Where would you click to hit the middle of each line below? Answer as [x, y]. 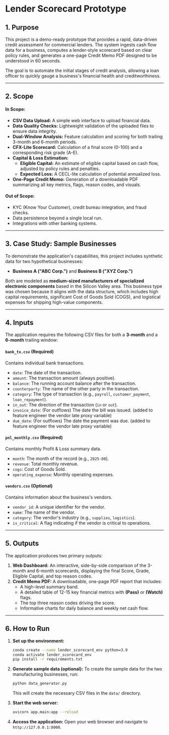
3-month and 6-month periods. [45, 142]
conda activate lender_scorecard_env [52, 655]
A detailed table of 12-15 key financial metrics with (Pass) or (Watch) [92, 592]
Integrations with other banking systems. [55, 223]
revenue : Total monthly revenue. [46, 464]
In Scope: [15, 109]
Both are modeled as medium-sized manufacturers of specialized [75, 281]
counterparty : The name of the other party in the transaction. [76, 388]
